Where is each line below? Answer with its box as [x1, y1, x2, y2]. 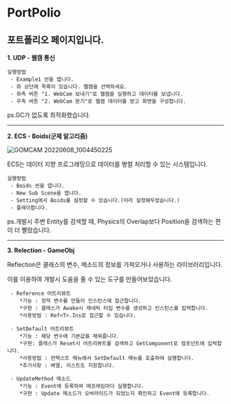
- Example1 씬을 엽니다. [10, 76, 74, 83]
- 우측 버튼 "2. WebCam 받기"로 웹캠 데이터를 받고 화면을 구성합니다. [10, 98, 187, 105]
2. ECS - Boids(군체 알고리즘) [7, 132, 88, 140]
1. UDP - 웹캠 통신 [7, 54, 56, 61]
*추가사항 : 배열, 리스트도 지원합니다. [19, 362, 115, 369]
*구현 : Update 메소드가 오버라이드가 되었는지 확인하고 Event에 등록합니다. [19, 390, 210, 397]
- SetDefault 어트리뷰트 [10, 325, 74, 332]
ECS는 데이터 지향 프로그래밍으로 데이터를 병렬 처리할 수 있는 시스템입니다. [7, 160, 208, 168]
